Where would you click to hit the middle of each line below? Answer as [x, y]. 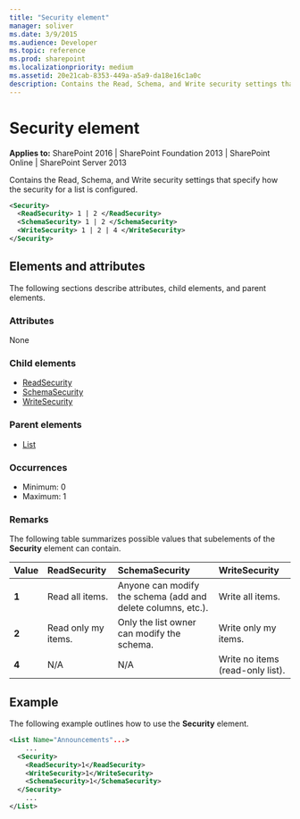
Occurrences [38, 467]
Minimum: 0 [44, 487]
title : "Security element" [59, 17]
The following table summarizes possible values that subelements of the [142, 539]
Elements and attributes [77, 267]
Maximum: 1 [44, 496]
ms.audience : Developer [54, 42]
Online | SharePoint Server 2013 [68, 163]
